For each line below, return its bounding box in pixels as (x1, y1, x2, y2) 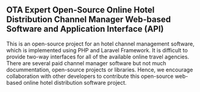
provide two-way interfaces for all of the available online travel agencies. (6, 53, 190, 60)
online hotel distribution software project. (23, 79, 127, 86)
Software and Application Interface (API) (6, 24, 164, 34)
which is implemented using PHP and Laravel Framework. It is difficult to (6, 46, 188, 54)
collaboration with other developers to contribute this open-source (6, 73, 174, 80)
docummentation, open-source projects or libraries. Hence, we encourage (6, 66, 193, 73)
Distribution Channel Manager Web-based (6, 15, 171, 25)
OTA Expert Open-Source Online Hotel (6, 5, 155, 15)
